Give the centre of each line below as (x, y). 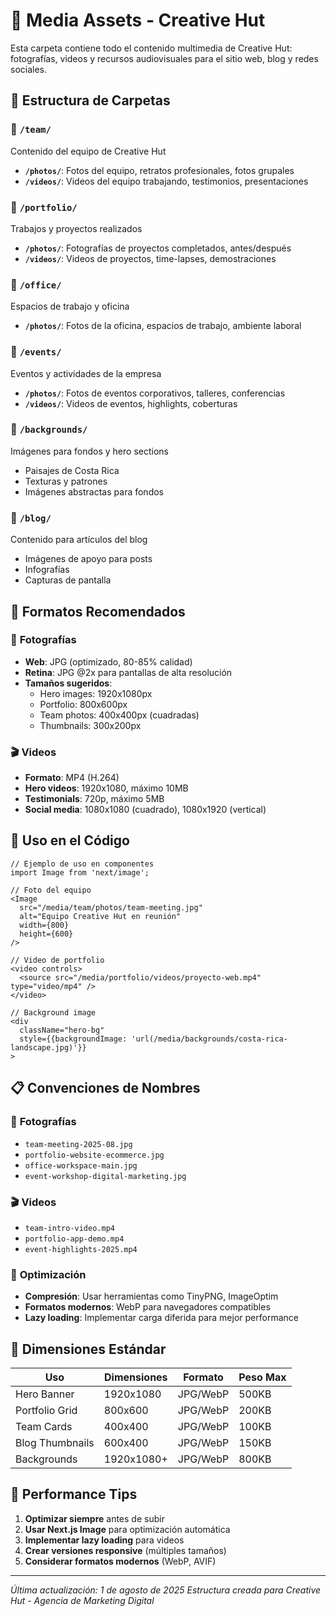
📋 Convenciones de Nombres (105, 1088)
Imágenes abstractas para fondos (94, 491)
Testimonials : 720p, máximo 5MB (94, 799)
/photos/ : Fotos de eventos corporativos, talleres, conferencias (155, 393)
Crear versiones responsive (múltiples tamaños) (125, 1550)
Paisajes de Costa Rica (72, 470)
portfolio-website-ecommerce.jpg (94, 1155)
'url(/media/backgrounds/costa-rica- (209, 1039)
